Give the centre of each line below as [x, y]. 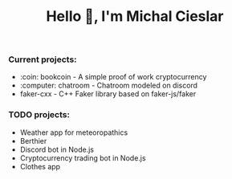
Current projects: [43, 59]
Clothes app [40, 166]
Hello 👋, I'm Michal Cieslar [135, 16]
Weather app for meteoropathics [74, 132]
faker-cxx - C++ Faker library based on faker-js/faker [108, 94]
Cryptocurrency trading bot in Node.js [83, 158]
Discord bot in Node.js [57, 149]
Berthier [33, 140]
